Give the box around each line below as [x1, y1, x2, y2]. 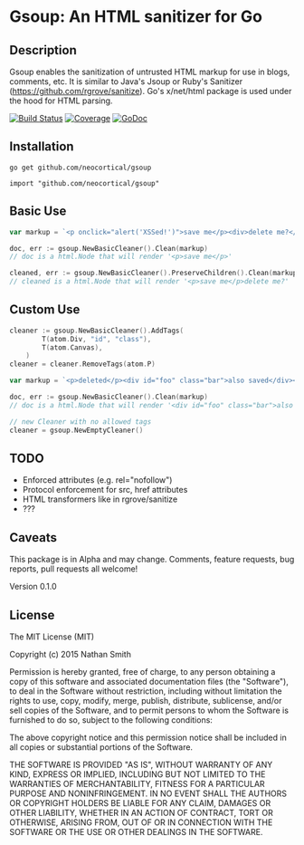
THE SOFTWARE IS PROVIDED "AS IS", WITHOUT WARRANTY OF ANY [9, 759, 273, 770]
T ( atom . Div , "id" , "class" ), [42, 334, 152, 343]
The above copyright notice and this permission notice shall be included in [9, 732, 287, 743]
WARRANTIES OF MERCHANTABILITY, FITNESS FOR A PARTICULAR [9, 779, 265, 789]
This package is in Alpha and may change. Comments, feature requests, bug [9, 554, 295, 565]
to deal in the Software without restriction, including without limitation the [9, 686, 282, 696]
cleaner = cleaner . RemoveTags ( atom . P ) [9, 360, 156, 369]
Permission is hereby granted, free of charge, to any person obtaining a [9, 667, 276, 677]
